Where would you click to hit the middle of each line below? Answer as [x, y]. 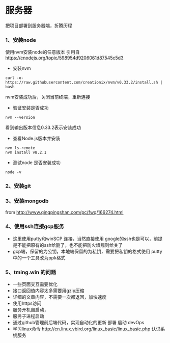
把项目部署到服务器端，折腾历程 [39, 25]
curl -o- [15, 78]
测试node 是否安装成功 [37, 163]
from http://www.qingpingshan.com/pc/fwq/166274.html [64, 213]
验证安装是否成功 [31, 108]
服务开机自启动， [31, 310]
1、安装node [21, 40]
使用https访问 [27, 303]
